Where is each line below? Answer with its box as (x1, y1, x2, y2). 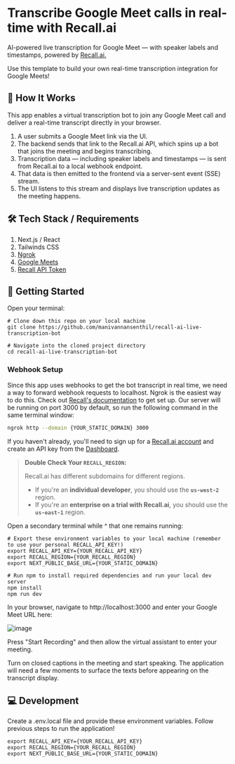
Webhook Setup (7, 364, 63, 374)
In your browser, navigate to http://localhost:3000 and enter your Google (7, 603, 217, 611)
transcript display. (7, 673, 60, 682)
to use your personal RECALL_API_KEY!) (7, 541, 124, 548)
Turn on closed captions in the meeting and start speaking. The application (7, 658, 224, 667)
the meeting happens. (17, 191, 81, 200)
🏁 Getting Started (7, 285, 85, 297)
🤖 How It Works (7, 92, 76, 104)
